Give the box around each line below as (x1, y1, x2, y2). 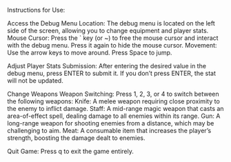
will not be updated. (7, 77, 63, 85)
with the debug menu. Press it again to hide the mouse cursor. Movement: (7, 41, 217, 49)
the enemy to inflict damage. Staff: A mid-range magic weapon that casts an (7, 105, 224, 112)
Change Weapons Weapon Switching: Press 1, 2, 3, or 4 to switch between (7, 90, 219, 98)
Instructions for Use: (7, 6, 66, 14)
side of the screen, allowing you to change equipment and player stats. (7, 27, 209, 34)
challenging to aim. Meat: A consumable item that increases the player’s (7, 127, 212, 134)
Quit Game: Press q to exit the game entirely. (7, 148, 134, 155)
